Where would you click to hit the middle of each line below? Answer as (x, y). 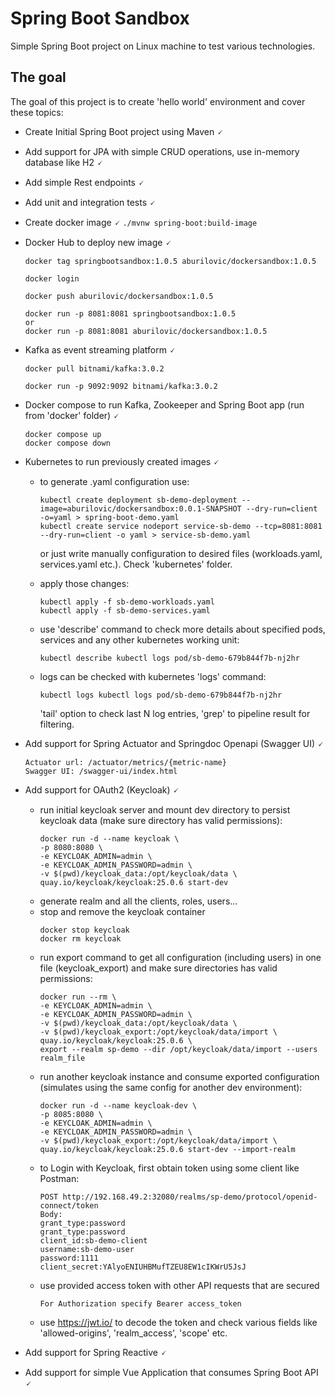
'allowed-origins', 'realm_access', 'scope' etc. (133, 1333)
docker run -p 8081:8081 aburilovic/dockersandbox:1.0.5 (146, 331)
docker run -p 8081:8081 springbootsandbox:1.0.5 (130, 313)
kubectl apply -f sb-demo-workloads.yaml (127, 602)
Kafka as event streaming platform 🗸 (100, 349)
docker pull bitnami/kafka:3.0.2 (94, 368)
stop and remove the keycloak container (122, 911)
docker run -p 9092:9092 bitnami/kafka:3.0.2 (121, 386)
